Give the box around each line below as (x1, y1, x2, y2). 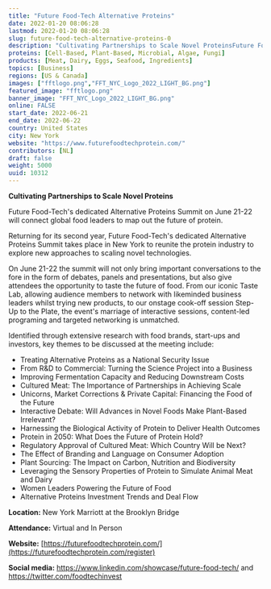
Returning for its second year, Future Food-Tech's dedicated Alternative (8, 231, 247, 240)
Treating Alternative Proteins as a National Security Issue (19, 355, 210, 364)
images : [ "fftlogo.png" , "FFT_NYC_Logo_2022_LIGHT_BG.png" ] (8, 79, 211, 87)
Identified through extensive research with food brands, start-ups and (8, 331, 240, 340)
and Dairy (19, 475, 53, 484)
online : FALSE (8, 102, 56, 110)
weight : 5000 (8, 162, 52, 170)
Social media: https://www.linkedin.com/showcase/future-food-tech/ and (8, 563, 254, 572)
